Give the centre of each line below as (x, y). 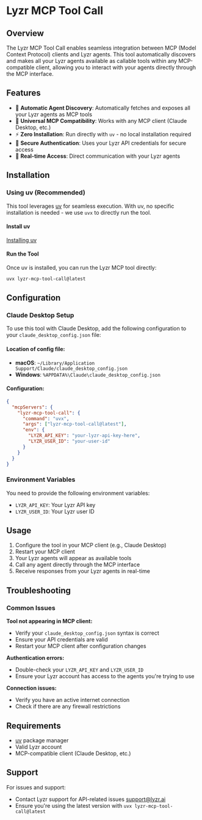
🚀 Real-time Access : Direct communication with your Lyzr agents (98, 156)
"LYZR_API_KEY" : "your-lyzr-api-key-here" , (84, 436)
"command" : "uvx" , (46, 419)
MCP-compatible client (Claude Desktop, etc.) (73, 753)
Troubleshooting (39, 590)
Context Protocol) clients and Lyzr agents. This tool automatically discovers (101, 54)
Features (23, 93)
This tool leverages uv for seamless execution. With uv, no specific (90, 206)
